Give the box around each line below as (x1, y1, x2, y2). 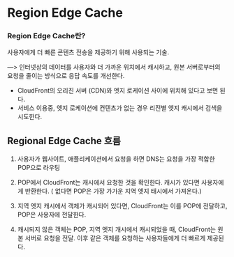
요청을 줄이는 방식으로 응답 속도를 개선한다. (7, 72, 125, 80)
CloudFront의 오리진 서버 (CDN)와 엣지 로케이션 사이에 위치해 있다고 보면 (17, 86, 219, 95)
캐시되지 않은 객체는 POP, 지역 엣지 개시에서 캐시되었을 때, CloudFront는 (17, 225, 217, 234)
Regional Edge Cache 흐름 (7, 134, 121, 147)
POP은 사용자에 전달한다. (17, 210, 87, 219)
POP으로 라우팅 (17, 164, 61, 172)
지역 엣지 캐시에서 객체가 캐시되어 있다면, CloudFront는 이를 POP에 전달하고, (17, 202, 228, 210)
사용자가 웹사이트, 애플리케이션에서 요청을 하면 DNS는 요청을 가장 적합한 (17, 155, 215, 163)
